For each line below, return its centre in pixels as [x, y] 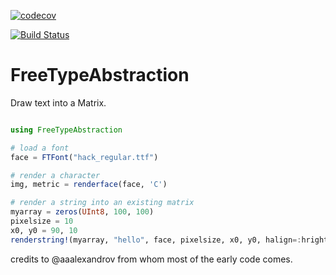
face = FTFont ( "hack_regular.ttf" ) [84, 157]
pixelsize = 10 [42, 221]
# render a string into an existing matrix [102, 203]
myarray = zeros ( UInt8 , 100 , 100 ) [82, 212]
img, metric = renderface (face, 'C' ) [89, 185]
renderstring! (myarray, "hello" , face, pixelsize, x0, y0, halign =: [156, 240]
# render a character [55, 175]
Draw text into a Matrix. [58, 102]
